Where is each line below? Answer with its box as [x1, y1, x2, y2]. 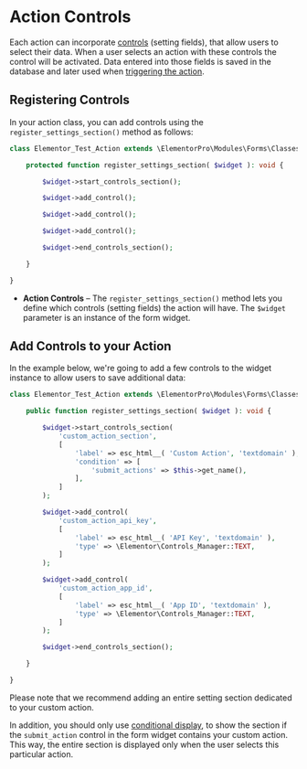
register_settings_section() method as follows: [9, 126, 194, 137]
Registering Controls [9, 92, 130, 108]
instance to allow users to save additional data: [9, 372, 186, 383]
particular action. [9, 748, 74, 760]
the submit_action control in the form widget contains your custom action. [9, 729, 288, 740]
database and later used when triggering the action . [9, 66, 205, 77]
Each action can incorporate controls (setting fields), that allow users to [9, 37, 279, 48]
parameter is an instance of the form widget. [22, 312, 191, 323]
